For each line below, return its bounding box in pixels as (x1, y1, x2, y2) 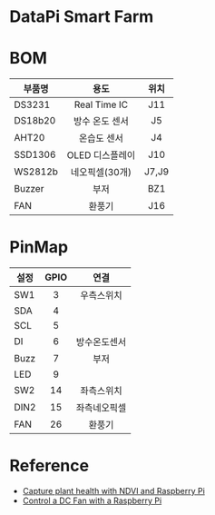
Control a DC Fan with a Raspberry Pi (22, 495, 162, 506)
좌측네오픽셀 (75, 401, 127, 414)
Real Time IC (73, 98, 129, 111)
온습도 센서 (78, 132, 124, 144)
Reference (9, 456, 89, 476)
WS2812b (14, 165, 59, 178)
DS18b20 (14, 114, 56, 127)
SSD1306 (14, 148, 56, 161)
